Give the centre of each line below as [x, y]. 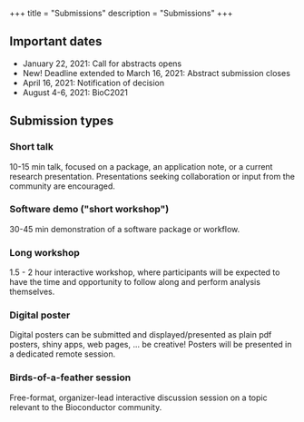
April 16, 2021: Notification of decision [93, 83]
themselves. [32, 292]
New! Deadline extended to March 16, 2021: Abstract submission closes [156, 73]
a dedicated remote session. [63, 354]
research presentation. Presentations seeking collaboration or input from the [152, 176]
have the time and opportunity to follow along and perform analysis [135, 282]
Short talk [32, 147]
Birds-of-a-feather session [70, 378]
